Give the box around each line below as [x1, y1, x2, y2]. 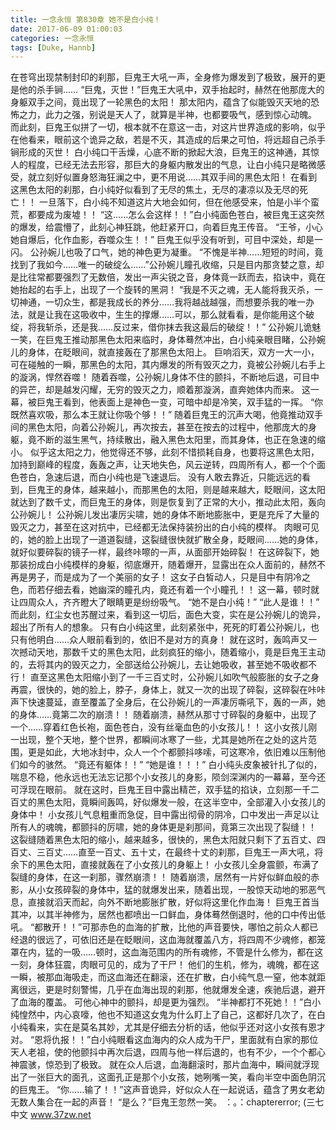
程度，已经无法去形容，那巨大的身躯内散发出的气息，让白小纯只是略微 [27, 159, 317, 171]
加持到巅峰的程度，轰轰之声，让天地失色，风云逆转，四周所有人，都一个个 [10, 459, 317, 471]
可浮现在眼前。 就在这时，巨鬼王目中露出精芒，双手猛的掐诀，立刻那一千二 [10, 784, 320, 796]
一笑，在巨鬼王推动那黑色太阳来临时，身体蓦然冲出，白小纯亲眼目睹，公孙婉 [10, 334, 326, 346]
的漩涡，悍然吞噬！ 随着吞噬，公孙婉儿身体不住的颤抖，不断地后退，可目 [10, 371, 311, 383]
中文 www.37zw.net [10, 1109, 92, 1121]
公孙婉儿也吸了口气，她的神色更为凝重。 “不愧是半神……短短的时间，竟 [29, 246, 324, 258]
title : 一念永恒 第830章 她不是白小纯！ [10, 14, 162, 25]
